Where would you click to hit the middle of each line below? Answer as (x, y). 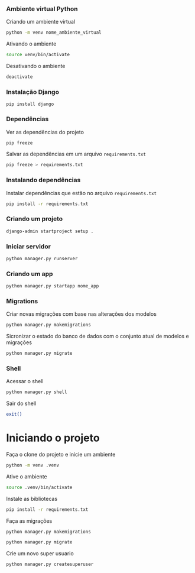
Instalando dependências (43, 180)
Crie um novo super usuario (40, 553)
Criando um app (30, 274)
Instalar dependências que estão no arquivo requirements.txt (82, 193)
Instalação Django (32, 92)
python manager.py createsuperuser (50, 564)
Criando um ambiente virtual (41, 22)
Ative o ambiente (27, 476)
